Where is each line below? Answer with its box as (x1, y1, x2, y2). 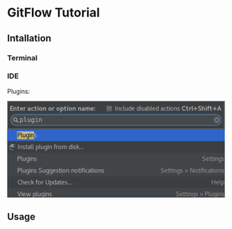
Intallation (7, 32, 52, 44)
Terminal (7, 53, 38, 63)
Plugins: (7, 87, 30, 95)
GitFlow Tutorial (7, 5, 100, 21)
